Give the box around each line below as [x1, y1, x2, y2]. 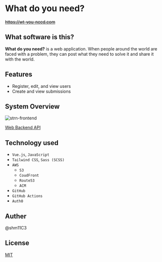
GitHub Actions [12, 194, 43, 199]
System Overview [5, 102, 60, 111]
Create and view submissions [12, 88, 71, 94]
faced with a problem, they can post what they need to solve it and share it [5, 51, 154, 57]
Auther [5, 212, 27, 220]
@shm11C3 [5, 225, 27, 230]
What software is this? [5, 33, 74, 41]
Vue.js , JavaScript [12, 151, 50, 158]
